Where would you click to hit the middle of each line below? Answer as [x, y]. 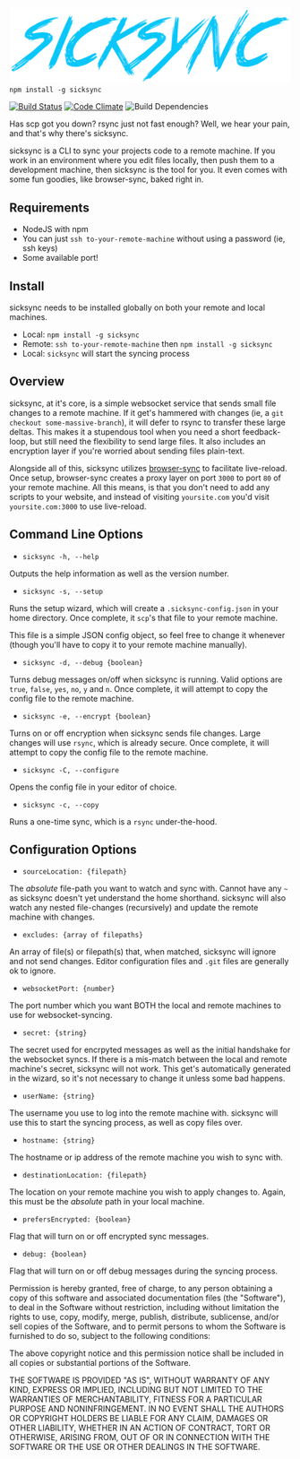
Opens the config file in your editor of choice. [93, 787]
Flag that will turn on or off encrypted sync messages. [109, 1237]
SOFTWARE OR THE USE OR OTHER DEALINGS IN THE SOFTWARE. [135, 1447]
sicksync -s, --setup [62, 591]
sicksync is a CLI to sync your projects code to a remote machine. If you [142, 151]
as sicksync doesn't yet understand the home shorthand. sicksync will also [148, 898]
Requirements [49, 207]
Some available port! [60, 258]
